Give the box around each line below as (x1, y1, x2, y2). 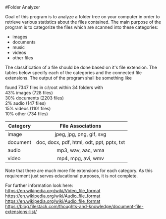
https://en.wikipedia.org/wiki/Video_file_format (5, 188, 101, 193)
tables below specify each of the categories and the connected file (5, 70, 142, 76)
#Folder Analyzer (5, 4, 41, 10)
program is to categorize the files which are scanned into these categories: (5, 24, 159, 30)
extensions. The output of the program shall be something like (5, 75, 132, 81)
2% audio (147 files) (5, 100, 46, 106)
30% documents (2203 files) (5, 95, 64, 101)
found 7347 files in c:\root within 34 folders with (5, 85, 103, 90)
